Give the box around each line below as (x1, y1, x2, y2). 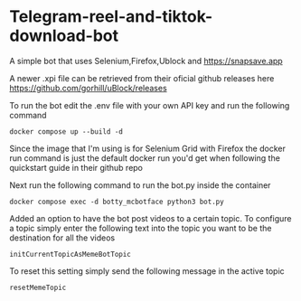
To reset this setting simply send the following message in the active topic (9, 265, 285, 277)
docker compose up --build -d (9, 127, 124, 136)
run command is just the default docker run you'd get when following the (9, 152, 280, 164)
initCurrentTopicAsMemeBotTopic (9, 249, 131, 259)
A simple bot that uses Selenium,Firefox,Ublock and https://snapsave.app (9, 55, 283, 66)
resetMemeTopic (9, 283, 67, 292)
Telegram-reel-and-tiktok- (9, 6, 213, 27)
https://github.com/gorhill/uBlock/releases (9, 82, 167, 93)
